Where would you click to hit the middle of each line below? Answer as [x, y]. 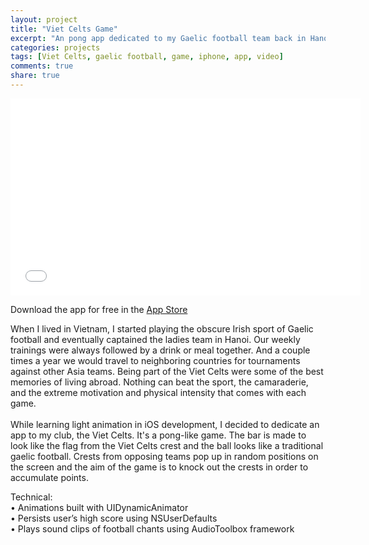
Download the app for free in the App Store [99, 309]
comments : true [42, 66]
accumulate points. [49, 477]
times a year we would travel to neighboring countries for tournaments [155, 360]
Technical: [31, 497]
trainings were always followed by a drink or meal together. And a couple [160, 350]
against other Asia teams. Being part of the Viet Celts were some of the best [167, 371]
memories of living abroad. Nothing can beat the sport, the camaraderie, [159, 382]
